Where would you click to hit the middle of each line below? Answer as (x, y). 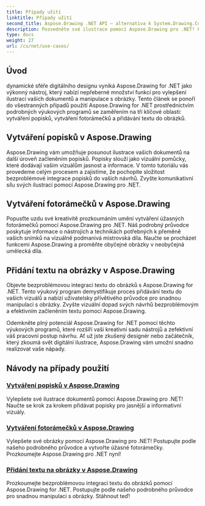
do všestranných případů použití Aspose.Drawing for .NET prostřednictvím (100, 105)
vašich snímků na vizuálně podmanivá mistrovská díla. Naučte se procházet (101, 238)
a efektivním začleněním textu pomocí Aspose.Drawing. (76, 311)
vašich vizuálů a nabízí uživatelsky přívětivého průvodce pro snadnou (94, 298)
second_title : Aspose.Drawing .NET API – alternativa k (79, 23)
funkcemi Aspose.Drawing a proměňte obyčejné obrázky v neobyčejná (95, 245)
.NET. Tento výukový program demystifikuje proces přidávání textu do (94, 292)
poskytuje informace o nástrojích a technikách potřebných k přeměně (94, 232)
